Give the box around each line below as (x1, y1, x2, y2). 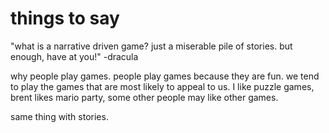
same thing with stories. (10, 110, 109, 122)
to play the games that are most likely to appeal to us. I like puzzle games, (10, 80, 315, 92)
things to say (10, 7, 120, 30)
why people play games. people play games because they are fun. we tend (10, 70, 320, 82)
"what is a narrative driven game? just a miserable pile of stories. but (10, 40, 293, 52)
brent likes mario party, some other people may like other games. (10, 91, 279, 103)
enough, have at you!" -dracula (10, 50, 139, 62)
